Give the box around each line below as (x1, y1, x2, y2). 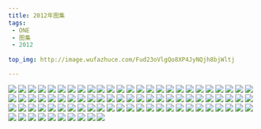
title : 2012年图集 (8, 11, 66, 20)
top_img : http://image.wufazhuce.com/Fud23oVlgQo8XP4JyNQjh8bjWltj (8, 56, 236, 64)
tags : (8, 19, 26, 27)
